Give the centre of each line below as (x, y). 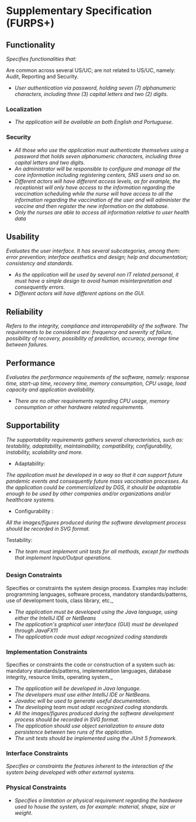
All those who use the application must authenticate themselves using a (102, 150)
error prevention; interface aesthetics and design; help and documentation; (97, 257)
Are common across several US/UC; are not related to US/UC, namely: (91, 70)
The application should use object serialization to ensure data (90, 725)
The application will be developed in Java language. (78, 688)
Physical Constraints (36, 787)
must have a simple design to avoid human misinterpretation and (93, 281)
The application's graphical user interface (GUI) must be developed (96, 624)
